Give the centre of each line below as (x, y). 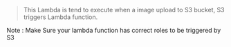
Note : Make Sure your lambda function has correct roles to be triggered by (114, 30)
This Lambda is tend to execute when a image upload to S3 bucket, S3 (124, 10)
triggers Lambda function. (61, 17)
